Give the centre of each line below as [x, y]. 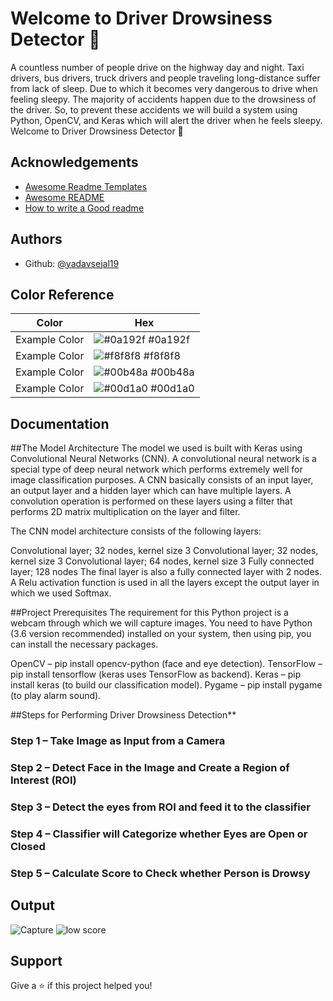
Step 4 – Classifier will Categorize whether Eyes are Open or [159, 834]
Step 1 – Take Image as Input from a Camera [118, 741]
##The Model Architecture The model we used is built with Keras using [156, 448]
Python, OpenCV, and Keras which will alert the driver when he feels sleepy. [166, 120]
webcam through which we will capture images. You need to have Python [161, 623]
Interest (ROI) [43, 780]
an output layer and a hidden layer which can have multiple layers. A [151, 491]
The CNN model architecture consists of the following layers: [136, 531]
